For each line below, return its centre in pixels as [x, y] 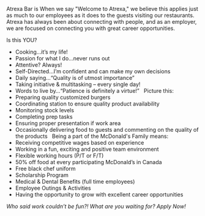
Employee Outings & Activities [53, 188]
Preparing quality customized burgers [63, 97]
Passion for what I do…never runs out [62, 58]
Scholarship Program [42, 175]
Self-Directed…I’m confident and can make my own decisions [93, 71]
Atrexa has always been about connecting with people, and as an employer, [102, 22]
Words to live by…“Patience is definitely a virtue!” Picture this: [95, 91]
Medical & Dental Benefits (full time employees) [75, 182]
